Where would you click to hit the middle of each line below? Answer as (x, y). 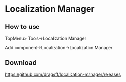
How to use (22, 27)
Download (21, 63)
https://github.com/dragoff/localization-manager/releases (63, 74)
